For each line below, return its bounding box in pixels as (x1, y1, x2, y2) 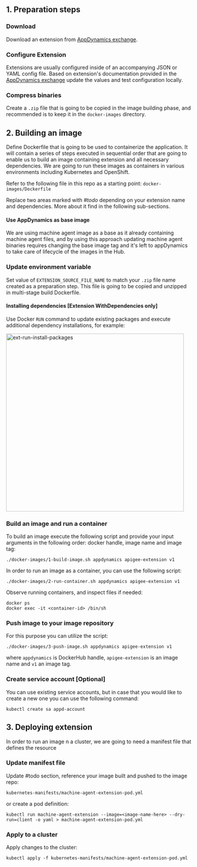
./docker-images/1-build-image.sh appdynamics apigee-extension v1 (6, 557, 175, 563)
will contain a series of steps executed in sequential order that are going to (6, 150, 187, 157)
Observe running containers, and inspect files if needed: (6, 589, 143, 596)
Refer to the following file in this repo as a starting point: (6, 180, 142, 187)
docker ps (6, 601, 31, 606)
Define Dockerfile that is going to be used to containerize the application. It (6, 144, 188, 151)
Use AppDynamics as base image (6, 216, 90, 223)
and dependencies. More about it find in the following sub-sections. (6, 203, 171, 210)
